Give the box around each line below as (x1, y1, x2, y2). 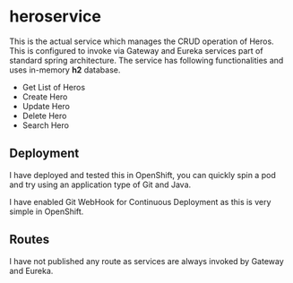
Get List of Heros (22, 81, 86, 92)
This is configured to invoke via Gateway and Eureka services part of (9, 45, 263, 56)
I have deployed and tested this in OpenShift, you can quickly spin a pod (9, 169, 276, 180)
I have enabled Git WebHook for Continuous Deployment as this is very (9, 196, 271, 207)
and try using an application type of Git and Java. (9, 179, 192, 190)
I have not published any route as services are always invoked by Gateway (9, 255, 284, 266)
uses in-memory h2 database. (9, 64, 121, 75)
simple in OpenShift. (9, 206, 84, 217)
